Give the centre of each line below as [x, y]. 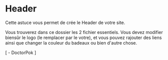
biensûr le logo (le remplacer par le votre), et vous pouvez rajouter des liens [83, 37]
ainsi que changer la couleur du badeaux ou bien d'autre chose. [71, 42]
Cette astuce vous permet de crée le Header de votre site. [65, 22]
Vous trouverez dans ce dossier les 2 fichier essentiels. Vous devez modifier [84, 32]
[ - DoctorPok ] [21, 52]
